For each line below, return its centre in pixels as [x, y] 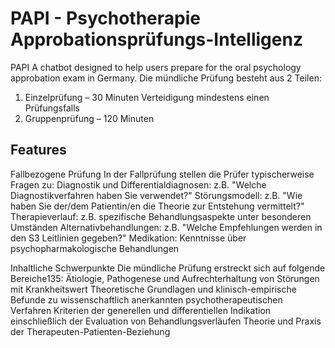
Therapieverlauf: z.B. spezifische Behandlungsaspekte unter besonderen [161, 216]
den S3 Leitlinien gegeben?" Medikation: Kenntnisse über [128, 238]
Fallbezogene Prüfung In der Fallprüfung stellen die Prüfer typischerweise [162, 174]
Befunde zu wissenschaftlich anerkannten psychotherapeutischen [146, 299]
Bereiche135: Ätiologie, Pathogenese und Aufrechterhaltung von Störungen [165, 278]
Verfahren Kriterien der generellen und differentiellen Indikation [141, 310]
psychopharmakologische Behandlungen [95, 248]
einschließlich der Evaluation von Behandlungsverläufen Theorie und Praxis [166, 321]
